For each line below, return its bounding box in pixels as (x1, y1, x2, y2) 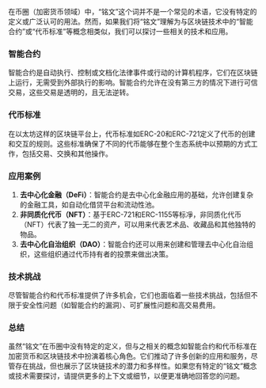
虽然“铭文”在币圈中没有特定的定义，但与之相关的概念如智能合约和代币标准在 (8, 341, 257, 351)
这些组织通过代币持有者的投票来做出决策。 (33, 249, 173, 259)
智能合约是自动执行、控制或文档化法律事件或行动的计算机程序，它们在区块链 (8, 68, 258, 78)
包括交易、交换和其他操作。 (21, 149, 112, 158)
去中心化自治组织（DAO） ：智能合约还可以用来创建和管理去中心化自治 (19, 239, 247, 249)
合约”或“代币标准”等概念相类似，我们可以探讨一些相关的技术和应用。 (8, 27, 233, 36)
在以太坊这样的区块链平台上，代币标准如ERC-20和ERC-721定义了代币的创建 (8, 129, 256, 139)
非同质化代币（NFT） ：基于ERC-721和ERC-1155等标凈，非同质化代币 (19, 209, 242, 219)
